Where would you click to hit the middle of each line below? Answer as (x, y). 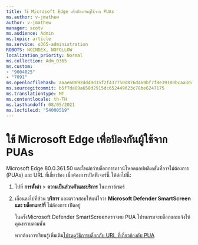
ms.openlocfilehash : (32, 83)
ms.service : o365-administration (47, 45)
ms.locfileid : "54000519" (38, 110)
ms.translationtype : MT (35, 94)
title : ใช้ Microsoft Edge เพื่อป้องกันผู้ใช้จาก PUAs (60, 11)
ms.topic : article (29, 39)
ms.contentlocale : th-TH (37, 99)
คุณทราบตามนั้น (30, 224)
